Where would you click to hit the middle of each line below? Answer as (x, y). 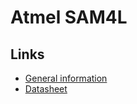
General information (66, 78)
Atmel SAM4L (69, 17)
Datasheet (46, 89)
